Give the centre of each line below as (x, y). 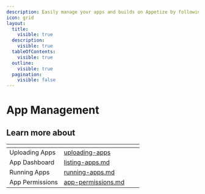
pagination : (27, 74)
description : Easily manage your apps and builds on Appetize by (91, 12)
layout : (16, 23)
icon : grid (20, 18)
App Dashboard (32, 162)
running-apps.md (89, 173)
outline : (23, 63)
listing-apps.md (87, 162)
